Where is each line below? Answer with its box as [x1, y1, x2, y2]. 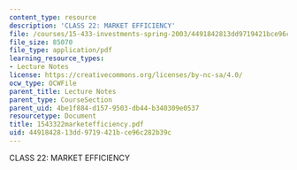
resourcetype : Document [9, 112, 97, 120]
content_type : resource [9, 12, 97, 22]
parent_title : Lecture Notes [9, 87, 117, 96]
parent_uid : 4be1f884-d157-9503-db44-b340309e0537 [9, 104, 200, 112]
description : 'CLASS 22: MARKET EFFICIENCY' [9, 21, 176, 30]
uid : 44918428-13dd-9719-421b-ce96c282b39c [9, 128, 172, 137]
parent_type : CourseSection [9, 95, 113, 104]
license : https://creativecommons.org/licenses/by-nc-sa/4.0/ [9, 71, 243, 80]
